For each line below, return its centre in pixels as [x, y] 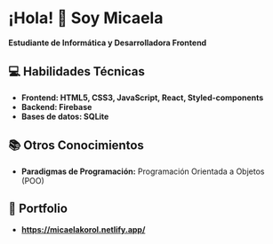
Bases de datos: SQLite [65, 116]
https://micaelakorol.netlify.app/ [83, 230]
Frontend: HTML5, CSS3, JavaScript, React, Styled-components [142, 98]
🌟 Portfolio [38, 208]
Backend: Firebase [56, 106]
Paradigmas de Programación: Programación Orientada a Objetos [143, 171]
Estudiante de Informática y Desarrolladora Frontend [108, 43]
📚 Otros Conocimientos [76, 146]
